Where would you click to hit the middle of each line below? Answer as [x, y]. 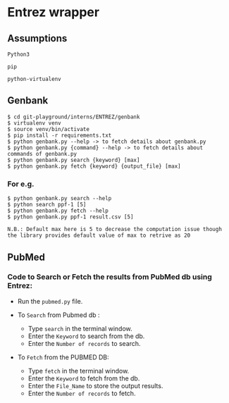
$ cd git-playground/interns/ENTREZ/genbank [74, 117]
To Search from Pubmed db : [58, 315]
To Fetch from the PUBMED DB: [63, 357]
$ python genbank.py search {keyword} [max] [74, 160]
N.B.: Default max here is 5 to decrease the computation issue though [114, 230]
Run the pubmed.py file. [50, 301]
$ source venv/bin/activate [49, 129]
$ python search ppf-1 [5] [47, 205]
